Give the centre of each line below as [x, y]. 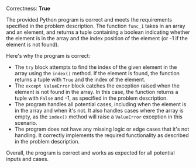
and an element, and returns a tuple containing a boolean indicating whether [98, 32]
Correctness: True [28, 8]
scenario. [26, 123]
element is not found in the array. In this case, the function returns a [96, 92]
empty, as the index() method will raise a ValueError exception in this [98, 117]
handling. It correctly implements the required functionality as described [102, 135]
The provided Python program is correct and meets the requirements [89, 20]
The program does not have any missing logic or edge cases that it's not [102, 129]
